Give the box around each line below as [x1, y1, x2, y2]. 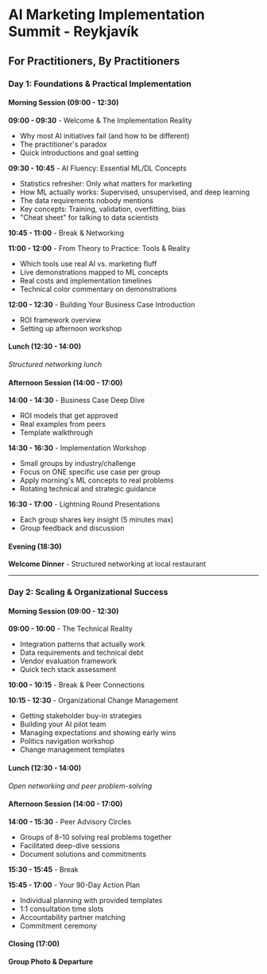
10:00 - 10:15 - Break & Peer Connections [8, 680, 145, 690]
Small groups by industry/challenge [19, 459, 137, 468]
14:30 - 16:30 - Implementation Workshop [8, 444, 147, 453]
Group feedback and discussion [19, 523, 125, 533]
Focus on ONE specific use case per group [19, 467, 161, 477]
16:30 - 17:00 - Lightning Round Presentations [8, 499, 161, 509]
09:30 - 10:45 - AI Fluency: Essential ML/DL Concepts [8, 163, 187, 173]
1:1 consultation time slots [19, 904, 104, 913]
